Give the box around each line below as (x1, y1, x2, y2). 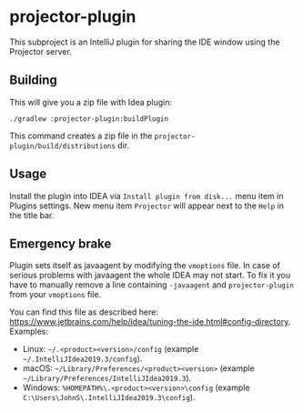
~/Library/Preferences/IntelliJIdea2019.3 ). (22, 373, 192, 384)
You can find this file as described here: (9, 306, 159, 317)
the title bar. (9, 209, 55, 220)
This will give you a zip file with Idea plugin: (9, 96, 173, 107)
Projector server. (9, 45, 73, 56)
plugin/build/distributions (9, 141, 116, 151)
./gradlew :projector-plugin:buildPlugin (9, 114, 169, 124)
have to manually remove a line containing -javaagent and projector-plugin (9, 279, 294, 290)
